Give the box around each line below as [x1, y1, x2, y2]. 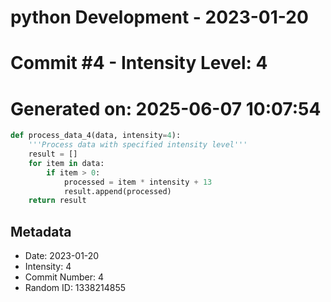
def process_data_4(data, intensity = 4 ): [10, 131, 182, 141]
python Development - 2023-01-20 [10, 6, 309, 29]
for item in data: [28, 158, 105, 168]
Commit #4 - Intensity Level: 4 [10, 52, 268, 75]
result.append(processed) [63, 186, 172, 196]
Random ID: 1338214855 [24, 282, 127, 294]
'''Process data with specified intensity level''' [28, 140, 248, 150]
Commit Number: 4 [24, 271, 104, 283]
